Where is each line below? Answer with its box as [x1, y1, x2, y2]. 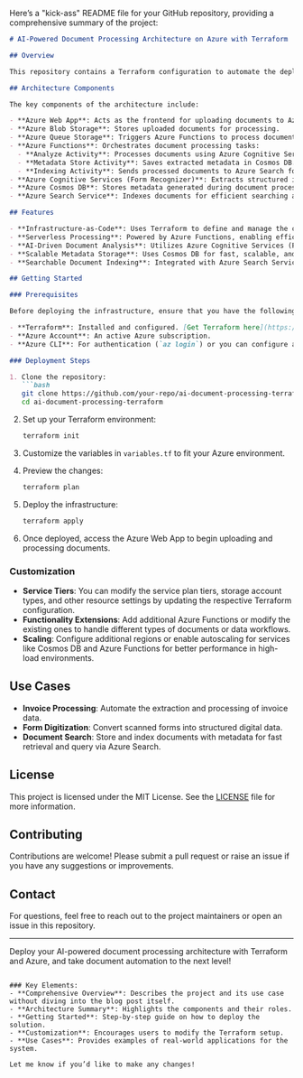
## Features [9, 208, 54, 218]
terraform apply [22, 516, 84, 525]
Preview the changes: [22, 465, 104, 476]
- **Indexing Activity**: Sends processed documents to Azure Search [17, 166, 284, 175]
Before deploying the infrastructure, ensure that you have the [9, 307, 256, 316]
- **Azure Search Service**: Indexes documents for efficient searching [9, 191, 289, 201]
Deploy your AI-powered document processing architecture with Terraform [9, 946, 289, 957]
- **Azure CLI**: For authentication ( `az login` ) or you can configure [9, 339, 289, 348]
